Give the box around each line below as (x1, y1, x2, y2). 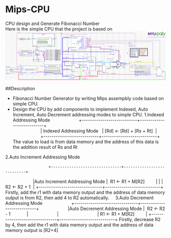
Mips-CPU (5, 4, 50, 15)
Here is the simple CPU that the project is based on (5, 25, 113, 32)
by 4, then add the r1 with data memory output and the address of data (5, 222, 154, 228)
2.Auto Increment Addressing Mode (5, 154, 80, 160)
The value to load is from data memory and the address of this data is (12, 139, 159, 145)
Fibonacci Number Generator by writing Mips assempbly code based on (12, 95, 164, 101)
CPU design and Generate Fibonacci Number (5, 20, 100, 27)
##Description (5, 85, 36, 91)
